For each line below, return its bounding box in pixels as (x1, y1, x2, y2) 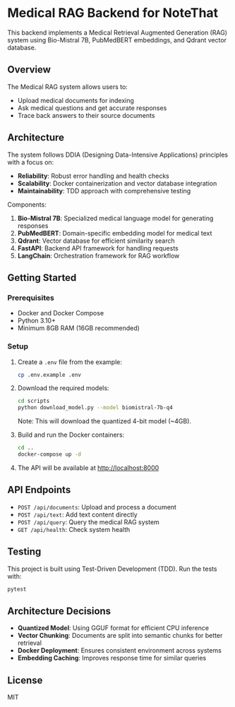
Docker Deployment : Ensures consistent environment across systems (17, 646, 222, 655)
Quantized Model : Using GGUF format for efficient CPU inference (17, 624, 210, 632)
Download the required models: (17, 384, 109, 392)
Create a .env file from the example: (17, 358, 122, 366)
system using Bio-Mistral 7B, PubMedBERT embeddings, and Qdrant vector (7, 35, 227, 44)
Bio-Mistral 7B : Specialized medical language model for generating (17, 214, 214, 222)
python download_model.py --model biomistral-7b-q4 (17, 404, 173, 411)
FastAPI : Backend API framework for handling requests (17, 243, 179, 252)
